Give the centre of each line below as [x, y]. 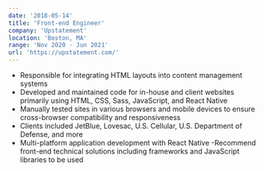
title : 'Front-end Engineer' [57, 23]
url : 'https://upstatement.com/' [64, 52]
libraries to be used [51, 159]
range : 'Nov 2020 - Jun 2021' [59, 45]
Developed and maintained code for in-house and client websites [127, 92]
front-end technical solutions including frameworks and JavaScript [130, 151]
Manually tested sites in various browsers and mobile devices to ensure [137, 109]
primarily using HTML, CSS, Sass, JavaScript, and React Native [124, 101]
